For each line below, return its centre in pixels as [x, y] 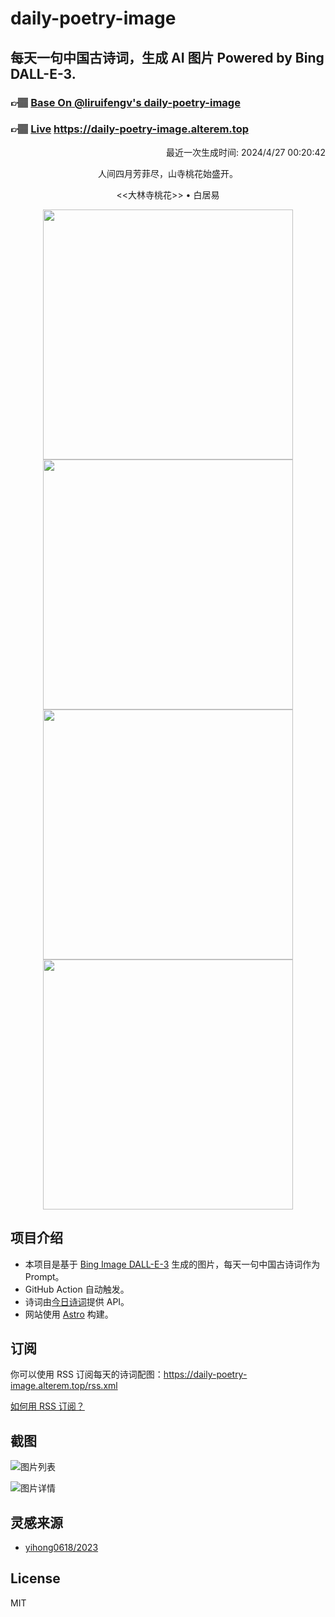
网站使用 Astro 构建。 [69, 1314]
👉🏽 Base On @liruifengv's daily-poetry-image [125, 102]
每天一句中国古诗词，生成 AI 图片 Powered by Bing [167, 57]
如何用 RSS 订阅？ [47, 1406]
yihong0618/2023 [61, 1548]
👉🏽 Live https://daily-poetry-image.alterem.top [129, 129]
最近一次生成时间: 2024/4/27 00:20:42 [246, 152]
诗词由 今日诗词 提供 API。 [77, 1301]
